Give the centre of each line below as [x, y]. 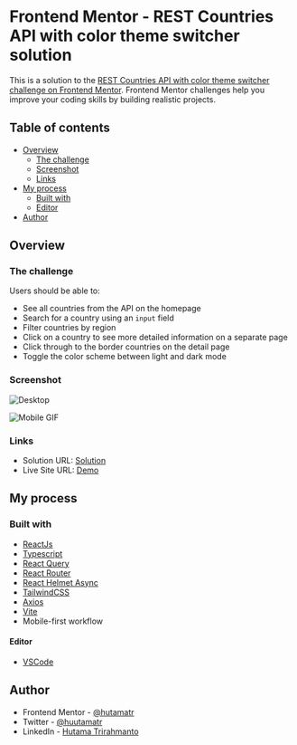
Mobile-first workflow [63, 621]
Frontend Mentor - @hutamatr [78, 712]
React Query [46, 563]
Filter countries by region [69, 328]
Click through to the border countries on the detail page [126, 347]
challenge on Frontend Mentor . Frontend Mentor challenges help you [137, 90]
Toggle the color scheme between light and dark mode [125, 357]
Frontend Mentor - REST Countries [142, 17]
